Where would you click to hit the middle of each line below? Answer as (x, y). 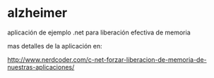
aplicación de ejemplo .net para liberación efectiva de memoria (99, 32)
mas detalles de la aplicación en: (55, 46)
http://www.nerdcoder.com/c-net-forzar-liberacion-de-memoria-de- (107, 59)
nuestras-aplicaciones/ (41, 67)
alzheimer (37, 13)
